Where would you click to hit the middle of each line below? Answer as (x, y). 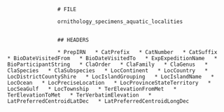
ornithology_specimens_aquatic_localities (120, 22)
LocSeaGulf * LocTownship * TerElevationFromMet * (92, 89)
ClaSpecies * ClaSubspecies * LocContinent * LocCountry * (108, 71)
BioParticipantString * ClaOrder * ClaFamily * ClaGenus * (108, 64)
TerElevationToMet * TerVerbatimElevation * (79, 95)
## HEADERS (73, 40)
